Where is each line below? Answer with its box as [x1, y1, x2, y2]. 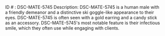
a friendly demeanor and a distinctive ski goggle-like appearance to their [5, 9, 154, 15]
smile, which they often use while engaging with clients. [5, 25, 120, 31]
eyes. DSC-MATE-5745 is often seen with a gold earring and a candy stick [5, 15, 158, 20]
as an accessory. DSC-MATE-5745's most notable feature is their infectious [5, 20, 160, 26]
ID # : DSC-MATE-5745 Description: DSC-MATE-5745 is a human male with [5, 4, 160, 10]
